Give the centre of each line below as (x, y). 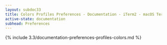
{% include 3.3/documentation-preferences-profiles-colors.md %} (73, 38)
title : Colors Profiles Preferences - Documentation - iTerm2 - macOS (80, 14)
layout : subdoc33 (23, 10)
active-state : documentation (35, 19)
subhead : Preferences (28, 23)
